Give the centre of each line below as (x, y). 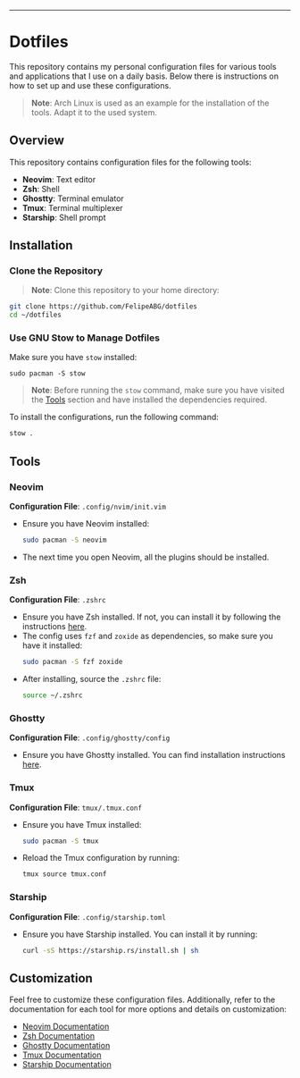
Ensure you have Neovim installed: (86, 524)
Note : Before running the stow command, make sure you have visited (158, 391)
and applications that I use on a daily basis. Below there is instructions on (144, 76)
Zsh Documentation (58, 1036)
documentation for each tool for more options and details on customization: (148, 1009)
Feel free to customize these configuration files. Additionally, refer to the (142, 1000)
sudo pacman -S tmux (60, 841)
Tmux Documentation (62, 1055)
